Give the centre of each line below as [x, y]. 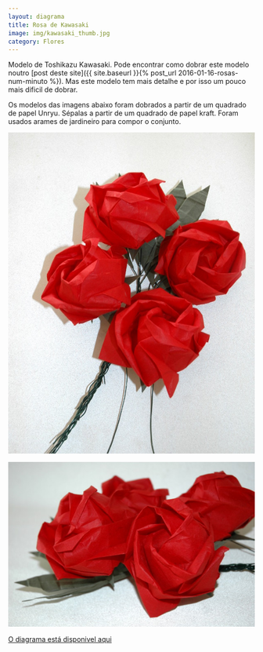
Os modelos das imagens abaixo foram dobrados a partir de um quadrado [127, 105]
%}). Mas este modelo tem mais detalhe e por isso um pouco [148, 82]
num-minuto [28, 82]
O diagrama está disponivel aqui [60, 639]
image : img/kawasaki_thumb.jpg [59, 33]
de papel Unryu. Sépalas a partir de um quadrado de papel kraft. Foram [123, 113]
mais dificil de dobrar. [43, 89]
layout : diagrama [36, 16]
